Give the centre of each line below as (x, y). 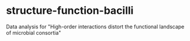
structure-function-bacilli (70, 11)
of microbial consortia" (34, 32)
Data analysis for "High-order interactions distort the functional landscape (95, 27)
